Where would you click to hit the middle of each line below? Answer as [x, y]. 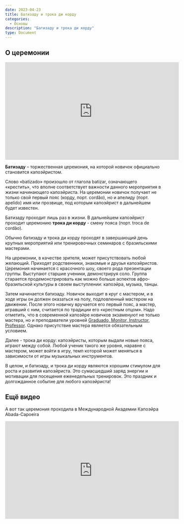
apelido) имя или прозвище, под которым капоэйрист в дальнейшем [78, 203]
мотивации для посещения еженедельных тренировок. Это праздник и [81, 376]
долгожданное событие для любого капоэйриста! [58, 381]
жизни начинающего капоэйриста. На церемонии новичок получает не [81, 192]
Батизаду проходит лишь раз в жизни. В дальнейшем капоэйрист [75, 217]
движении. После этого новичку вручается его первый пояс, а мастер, [81, 304]
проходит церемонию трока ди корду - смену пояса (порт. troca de [77, 223]
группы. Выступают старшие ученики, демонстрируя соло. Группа [76, 274]
